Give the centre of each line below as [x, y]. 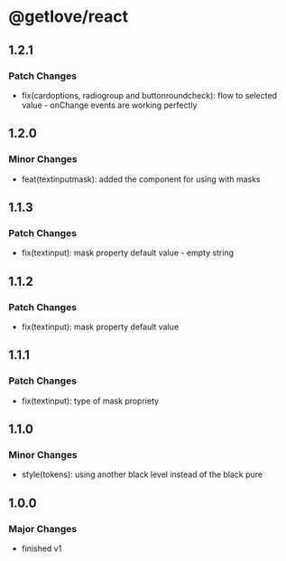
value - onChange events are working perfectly [109, 105]
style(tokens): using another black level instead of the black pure [142, 475]
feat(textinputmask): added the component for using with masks [141, 179]
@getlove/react [68, 17]
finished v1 [42, 548]
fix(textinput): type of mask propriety [90, 401]
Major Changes [43, 528]
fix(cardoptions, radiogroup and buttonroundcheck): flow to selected [149, 95]
